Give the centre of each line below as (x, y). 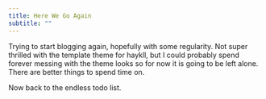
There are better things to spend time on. (77, 72)
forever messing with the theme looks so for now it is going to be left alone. (133, 63)
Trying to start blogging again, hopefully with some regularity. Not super (128, 46)
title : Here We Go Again (50, 16)
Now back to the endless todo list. (65, 87)
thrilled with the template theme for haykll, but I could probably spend (124, 55)
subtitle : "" (30, 23)
